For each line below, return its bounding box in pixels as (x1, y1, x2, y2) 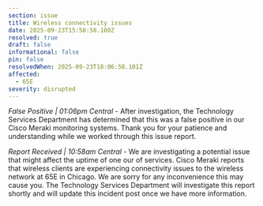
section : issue (8, 11, 58, 20)
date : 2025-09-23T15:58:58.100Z (8, 26, 115, 34)
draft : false (8, 41, 51, 49)
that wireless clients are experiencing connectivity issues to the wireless (8, 163, 244, 174)
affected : (8, 70, 41, 78)
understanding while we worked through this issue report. (8, 132, 197, 141)
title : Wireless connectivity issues (8, 19, 133, 27)
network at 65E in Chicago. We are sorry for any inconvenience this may (8, 172, 244, 182)
